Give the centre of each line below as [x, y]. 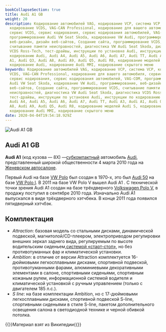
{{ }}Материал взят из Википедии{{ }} [43, 325]
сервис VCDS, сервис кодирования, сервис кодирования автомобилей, [81, 33]
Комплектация [29, 219]
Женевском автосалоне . [31, 167]
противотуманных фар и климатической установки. [67, 252]
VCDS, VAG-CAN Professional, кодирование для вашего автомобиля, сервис [86, 74]
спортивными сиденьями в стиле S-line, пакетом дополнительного [83, 304]
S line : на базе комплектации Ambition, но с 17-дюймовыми [75, 294]
